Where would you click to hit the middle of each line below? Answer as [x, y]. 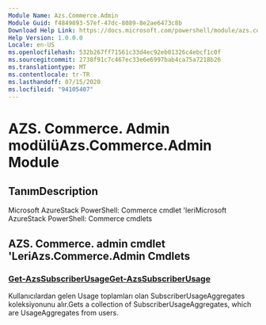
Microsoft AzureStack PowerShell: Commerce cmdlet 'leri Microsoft [118, 210]
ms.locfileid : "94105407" [51, 89]
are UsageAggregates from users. [63, 313]
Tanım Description [53, 191]
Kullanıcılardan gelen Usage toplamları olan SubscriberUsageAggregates [127, 296]
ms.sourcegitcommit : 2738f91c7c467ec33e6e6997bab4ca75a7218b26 [115, 60]
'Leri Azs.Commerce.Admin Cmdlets [99, 256]
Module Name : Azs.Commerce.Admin [63, 15]
